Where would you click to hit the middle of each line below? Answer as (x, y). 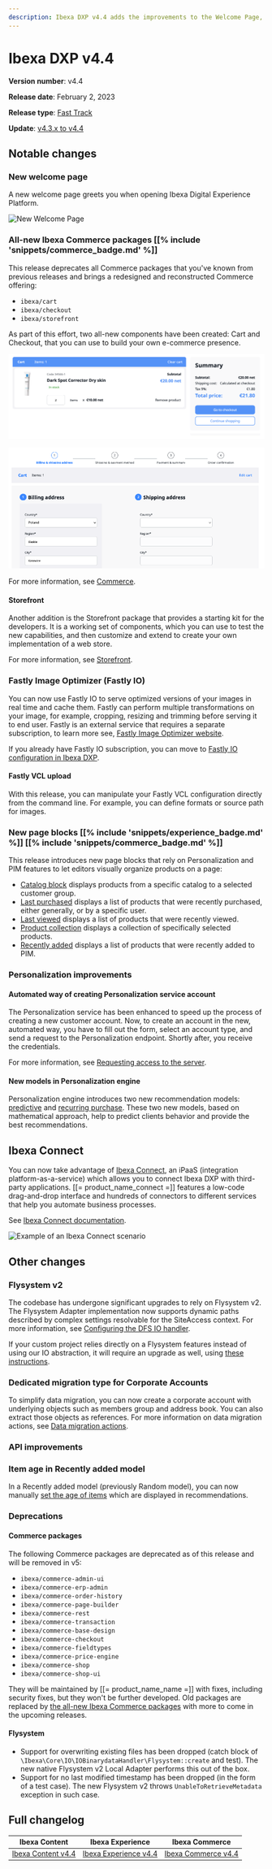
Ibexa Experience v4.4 (120, 1854)
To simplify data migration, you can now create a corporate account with (130, 1400)
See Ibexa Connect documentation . (67, 1221)
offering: (23, 285)
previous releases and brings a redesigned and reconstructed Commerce (131, 276)
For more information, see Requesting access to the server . (108, 1062)
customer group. (48, 893)
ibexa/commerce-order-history (71, 1596)
